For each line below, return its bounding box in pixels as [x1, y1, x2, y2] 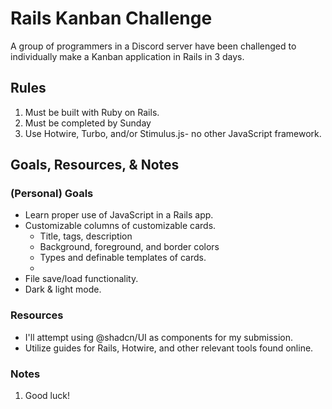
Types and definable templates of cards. [39, 252, 207, 264]
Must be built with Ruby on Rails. [24, 106, 160, 118]
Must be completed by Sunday [24, 117, 152, 129]
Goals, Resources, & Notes [10, 157, 180, 174]
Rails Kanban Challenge [10, 7, 213, 30]
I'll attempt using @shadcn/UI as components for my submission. [24, 331, 294, 343]
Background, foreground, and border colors [39, 241, 220, 253]
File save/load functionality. [24, 273, 139, 285]
